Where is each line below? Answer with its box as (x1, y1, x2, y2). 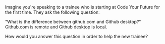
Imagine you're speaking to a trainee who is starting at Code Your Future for (5, 4, 160, 10)
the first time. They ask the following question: (5, 9, 100, 15)
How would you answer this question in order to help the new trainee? (5, 34, 148, 39)
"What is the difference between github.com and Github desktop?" (5, 19, 141, 24)
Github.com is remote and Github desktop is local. (5, 24, 108, 30)
